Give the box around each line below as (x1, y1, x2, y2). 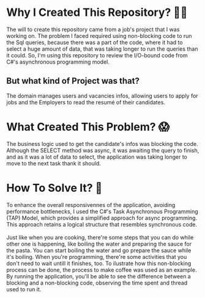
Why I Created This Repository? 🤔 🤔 (6, 5, 188, 20)
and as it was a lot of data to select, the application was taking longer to (6, 153, 188, 161)
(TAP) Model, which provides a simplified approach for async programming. (6, 214, 198, 222)
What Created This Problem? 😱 (6, 120, 170, 134)
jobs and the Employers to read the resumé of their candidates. (6, 98, 165, 106)
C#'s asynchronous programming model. (6, 58, 110, 65)
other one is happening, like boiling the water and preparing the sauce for (6, 240, 192, 247)
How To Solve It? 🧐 (6, 181, 103, 195)
